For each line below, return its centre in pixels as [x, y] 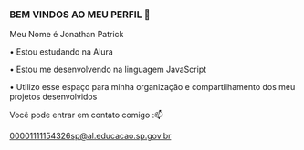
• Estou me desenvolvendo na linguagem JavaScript [108, 70]
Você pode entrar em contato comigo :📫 [86, 115]
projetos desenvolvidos [53, 97]
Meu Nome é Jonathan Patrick [67, 35]
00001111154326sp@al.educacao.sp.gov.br [90, 136]
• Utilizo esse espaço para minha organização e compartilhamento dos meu [152, 87]
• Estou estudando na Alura [62, 52]
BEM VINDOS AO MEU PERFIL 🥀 [80, 15]
